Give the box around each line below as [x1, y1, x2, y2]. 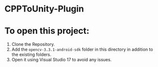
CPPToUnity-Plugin [4, 3, 84, 14]
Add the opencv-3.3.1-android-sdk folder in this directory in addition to [11, 47, 153, 53]
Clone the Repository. [11, 41, 55, 47]
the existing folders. [11, 52, 51, 57]
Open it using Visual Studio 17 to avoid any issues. [11, 57, 112, 63]
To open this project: [4, 26, 90, 37]
